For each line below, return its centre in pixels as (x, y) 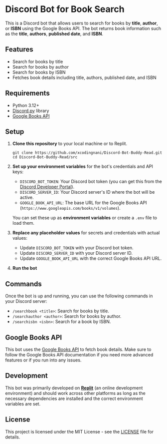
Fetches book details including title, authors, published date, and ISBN (84, 77)
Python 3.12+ (26, 105)
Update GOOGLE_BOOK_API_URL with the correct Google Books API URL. (91, 258)
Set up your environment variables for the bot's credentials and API (83, 167)
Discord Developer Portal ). (47, 187)
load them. (23, 223)
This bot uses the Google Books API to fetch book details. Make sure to (78, 349)
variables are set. (23, 403)
